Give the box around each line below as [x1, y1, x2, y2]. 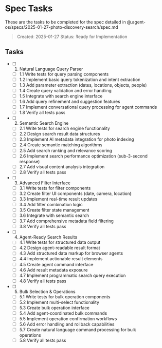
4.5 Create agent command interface [19, 261, 93, 267]
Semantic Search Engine [19, 120, 69, 126]
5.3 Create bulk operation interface [19, 305, 90, 310]
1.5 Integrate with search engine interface [19, 93, 103, 99]
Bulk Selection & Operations [19, 289, 75, 294]
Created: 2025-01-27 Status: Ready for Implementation [17, 34, 127, 39]
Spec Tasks [5, 3, 53, 14]
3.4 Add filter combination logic [19, 201, 83, 207]
